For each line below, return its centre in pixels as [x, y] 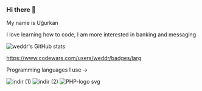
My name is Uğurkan [33, 23]
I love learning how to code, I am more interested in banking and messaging [101, 35]
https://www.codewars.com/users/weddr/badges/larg [74, 58]
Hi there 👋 [21, 10]
